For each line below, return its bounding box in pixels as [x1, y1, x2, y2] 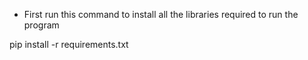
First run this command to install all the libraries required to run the [23, 9, 299, 20]
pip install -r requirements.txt [9, 39, 129, 50]
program [23, 19, 60, 31]
